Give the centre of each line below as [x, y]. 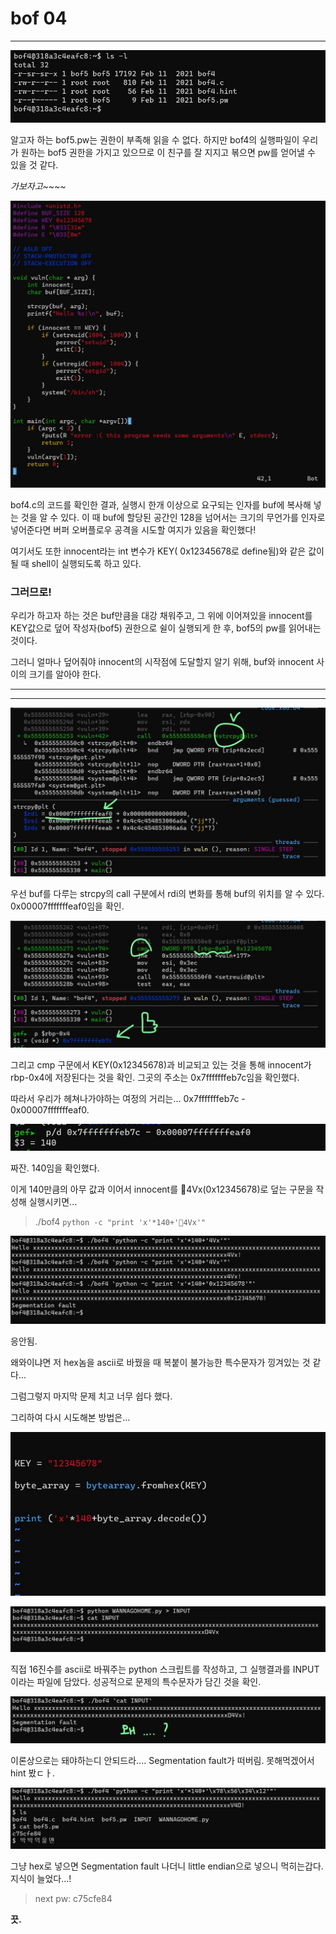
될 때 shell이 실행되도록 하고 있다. [76, 563]
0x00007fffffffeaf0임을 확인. [67, 906]
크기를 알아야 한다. [65, 674]
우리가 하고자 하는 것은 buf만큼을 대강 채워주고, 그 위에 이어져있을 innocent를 [161, 616]
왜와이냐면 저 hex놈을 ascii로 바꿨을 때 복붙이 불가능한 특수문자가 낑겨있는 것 [160, 1362]
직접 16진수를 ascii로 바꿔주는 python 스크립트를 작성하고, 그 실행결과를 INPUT [165, 1669]
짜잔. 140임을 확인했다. [55, 1168]
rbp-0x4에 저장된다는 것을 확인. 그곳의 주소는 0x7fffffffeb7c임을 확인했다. [155, 1078]
